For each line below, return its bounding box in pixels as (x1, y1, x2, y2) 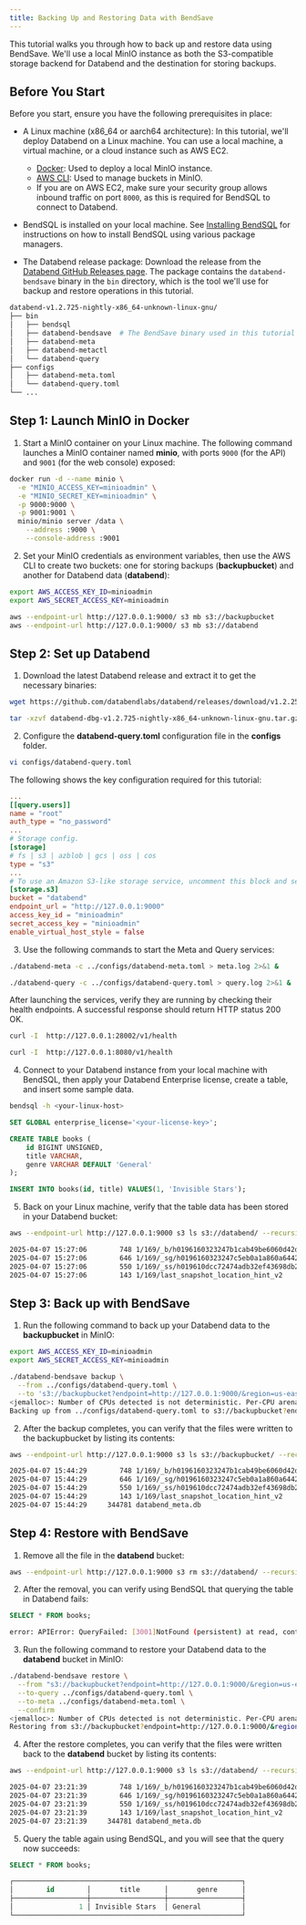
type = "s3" (9, 859, 55, 869)
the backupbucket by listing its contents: (22, 1433, 176, 1444)
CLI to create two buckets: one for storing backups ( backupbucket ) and (22, 560, 294, 571)
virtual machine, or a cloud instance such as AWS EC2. (22, 145, 229, 156)
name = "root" (9, 809, 64, 818)
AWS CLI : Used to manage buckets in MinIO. (36, 172, 203, 183)
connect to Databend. (36, 202, 118, 212)
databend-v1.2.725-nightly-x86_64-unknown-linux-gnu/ (9, 303, 219, 313)
